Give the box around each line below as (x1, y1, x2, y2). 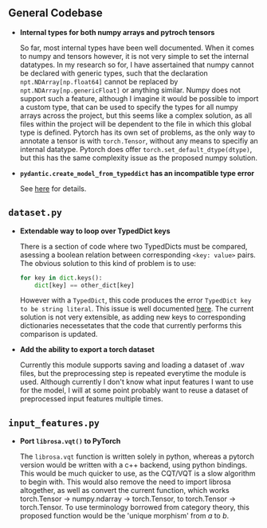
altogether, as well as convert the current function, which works (19, 486, 230, 495)
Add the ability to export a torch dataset (19, 345, 155, 354)
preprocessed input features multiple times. (19, 394, 163, 404)
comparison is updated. (19, 330, 98, 339)
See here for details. (19, 183, 87, 194)
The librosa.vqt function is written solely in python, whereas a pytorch (19, 452, 255, 461)
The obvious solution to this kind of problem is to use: (19, 258, 197, 268)
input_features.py (8, 417, 100, 428)
